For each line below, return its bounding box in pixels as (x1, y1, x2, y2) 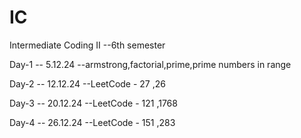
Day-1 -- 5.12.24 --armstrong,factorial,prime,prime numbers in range (9, 58, 292, 70)
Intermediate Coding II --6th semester (9, 39, 166, 51)
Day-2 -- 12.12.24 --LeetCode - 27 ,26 (9, 77, 166, 90)
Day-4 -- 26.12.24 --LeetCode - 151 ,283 (9, 116, 176, 128)
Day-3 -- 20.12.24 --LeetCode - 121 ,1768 (9, 97, 178, 109)
